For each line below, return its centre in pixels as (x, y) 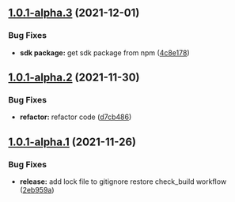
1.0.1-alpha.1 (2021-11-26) (72, 142)
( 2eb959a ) (37, 190)
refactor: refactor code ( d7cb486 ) (76, 117)
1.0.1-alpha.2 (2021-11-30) (74, 78)
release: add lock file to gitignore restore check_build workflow (123, 181)
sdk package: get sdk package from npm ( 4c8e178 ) (104, 52)
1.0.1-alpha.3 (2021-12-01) (74, 13)
